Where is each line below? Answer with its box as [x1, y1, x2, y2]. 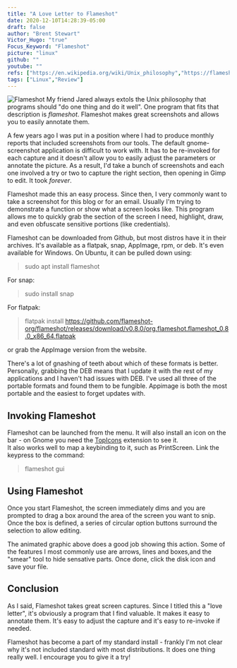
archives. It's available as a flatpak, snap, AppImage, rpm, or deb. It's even [7, 241, 224, 250]
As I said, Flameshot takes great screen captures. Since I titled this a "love [7, 601, 223, 610]
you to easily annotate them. [7, 118, 90, 126]
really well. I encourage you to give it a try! [7, 652, 130, 661]
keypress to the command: [7, 451, 85, 459]
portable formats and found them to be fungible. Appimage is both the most [7, 382, 227, 390]
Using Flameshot [7, 485, 83, 497]
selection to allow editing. [7, 526, 82, 535]
